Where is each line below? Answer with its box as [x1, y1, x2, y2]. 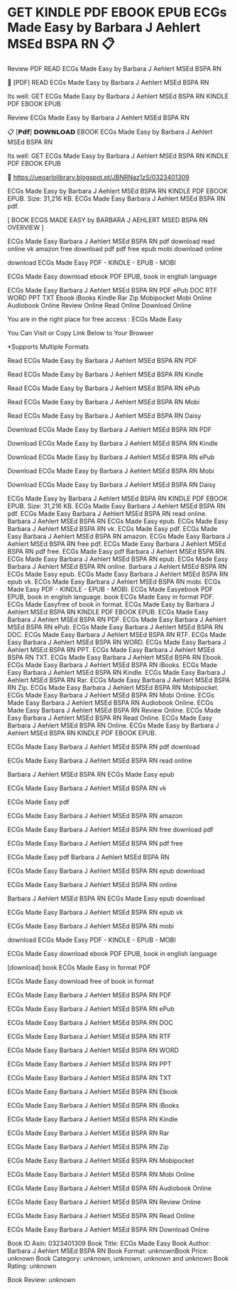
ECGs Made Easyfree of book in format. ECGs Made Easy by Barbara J [7, 599, 215, 609]
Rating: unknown [7, 1262, 57, 1270]
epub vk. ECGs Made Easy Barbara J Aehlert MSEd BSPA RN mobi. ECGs [7, 577, 221, 586]
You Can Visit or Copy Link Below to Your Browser [7, 328, 154, 337]
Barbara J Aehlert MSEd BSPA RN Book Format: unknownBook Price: [7, 1247, 209, 1255]
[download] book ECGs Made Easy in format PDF [7, 963, 151, 972]
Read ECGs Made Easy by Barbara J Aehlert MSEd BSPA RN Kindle [7, 369, 204, 378]
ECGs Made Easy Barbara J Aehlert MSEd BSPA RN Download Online [7, 1225, 209, 1234]
